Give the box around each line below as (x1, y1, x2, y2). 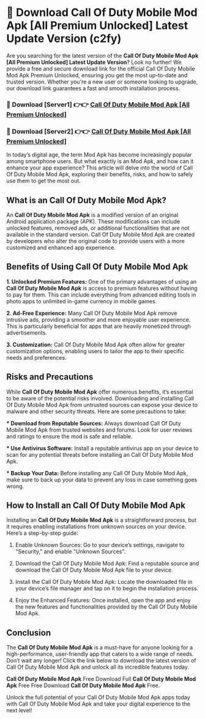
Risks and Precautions (6, 371, 94, 383)
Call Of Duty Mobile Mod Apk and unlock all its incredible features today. (6, 663, 190, 671)
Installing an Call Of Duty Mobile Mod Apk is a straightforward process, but (6, 516, 197, 524)
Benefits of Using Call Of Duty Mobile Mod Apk (6, 262, 188, 272)
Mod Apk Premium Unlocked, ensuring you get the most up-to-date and (6, 71, 188, 79)
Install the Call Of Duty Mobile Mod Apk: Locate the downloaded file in (15, 578, 193, 586)
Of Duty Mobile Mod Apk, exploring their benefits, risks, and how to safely (6, 171, 193, 178)
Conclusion (6, 628, 51, 638)
